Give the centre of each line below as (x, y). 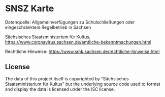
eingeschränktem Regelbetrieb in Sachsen (48, 27)
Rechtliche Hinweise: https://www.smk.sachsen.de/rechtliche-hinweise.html (82, 51)
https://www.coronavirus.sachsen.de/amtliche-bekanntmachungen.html (78, 42)
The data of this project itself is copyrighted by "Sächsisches (67, 78)
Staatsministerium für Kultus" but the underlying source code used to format (83, 84)
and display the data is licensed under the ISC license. (60, 89)
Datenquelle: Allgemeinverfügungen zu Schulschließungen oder (70, 22)
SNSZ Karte (30, 9)
